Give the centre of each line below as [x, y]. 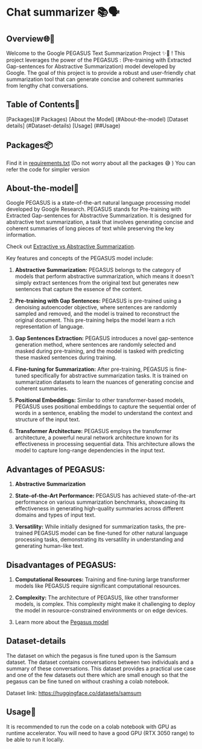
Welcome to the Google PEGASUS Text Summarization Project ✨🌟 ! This [96, 53]
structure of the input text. [47, 420]
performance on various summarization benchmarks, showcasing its [100, 502]
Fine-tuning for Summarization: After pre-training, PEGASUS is [94, 369]
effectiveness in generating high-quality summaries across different [99, 509]
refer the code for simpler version [48, 169]
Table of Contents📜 [43, 105]
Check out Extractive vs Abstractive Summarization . [71, 246]
